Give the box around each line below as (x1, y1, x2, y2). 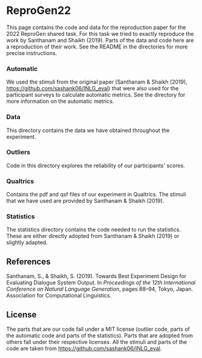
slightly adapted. (6, 239, 48, 246)
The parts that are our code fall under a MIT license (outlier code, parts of (6, 325, 191, 333)
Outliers (6, 148, 31, 156)
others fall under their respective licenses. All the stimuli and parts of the (6, 339, 187, 346)
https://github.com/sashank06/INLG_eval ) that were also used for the (6, 85, 179, 92)
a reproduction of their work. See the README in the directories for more (6, 43, 188, 50)
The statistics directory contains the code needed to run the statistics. (6, 226, 181, 233)
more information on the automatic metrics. (6, 98, 114, 105)
